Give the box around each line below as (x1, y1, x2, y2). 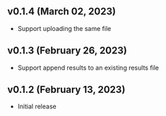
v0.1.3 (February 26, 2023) (7, 45, 127, 57)
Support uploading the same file (17, 24, 112, 32)
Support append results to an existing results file (17, 63, 160, 72)
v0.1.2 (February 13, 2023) (7, 84, 126, 96)
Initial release (17, 102, 57, 111)
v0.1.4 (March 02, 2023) (7, 6, 117, 18)
